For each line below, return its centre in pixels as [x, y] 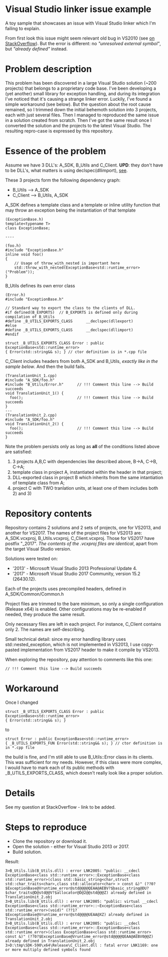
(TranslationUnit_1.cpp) [31, 375]
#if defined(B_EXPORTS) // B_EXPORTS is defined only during [71, 312]
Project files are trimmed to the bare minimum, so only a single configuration [84, 604]
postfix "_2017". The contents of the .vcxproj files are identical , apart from [81, 543]
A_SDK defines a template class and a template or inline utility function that [83, 205]
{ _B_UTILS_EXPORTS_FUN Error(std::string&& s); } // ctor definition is [84, 743]
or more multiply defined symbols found [48, 949]
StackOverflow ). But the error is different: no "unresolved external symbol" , [83, 43]
